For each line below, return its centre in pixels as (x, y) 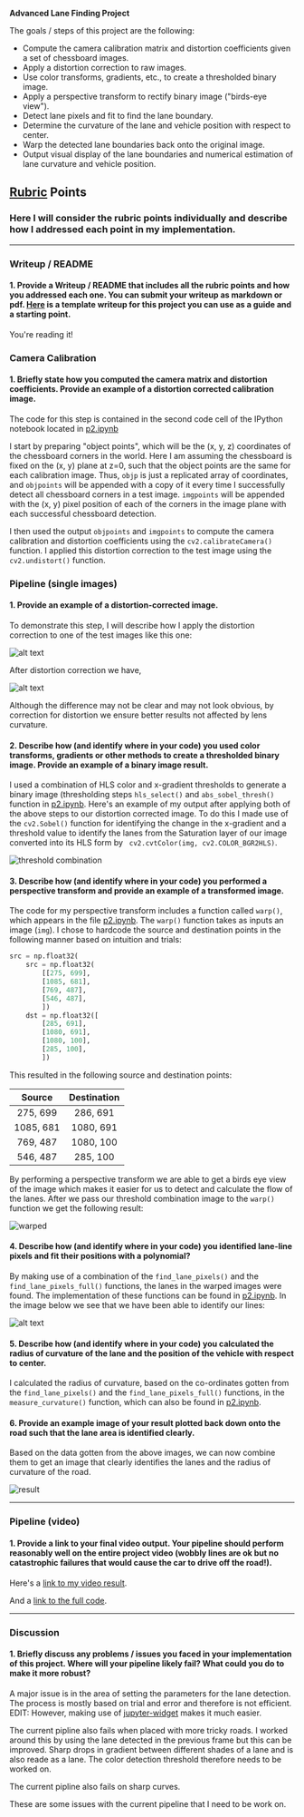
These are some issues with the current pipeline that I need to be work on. (148, 1803)
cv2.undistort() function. (57, 560)
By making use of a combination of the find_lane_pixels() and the (134, 1276)
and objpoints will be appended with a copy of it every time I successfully (147, 484)
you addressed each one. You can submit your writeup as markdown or (146, 295)
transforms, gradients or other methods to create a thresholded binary (145, 755)
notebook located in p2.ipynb (64, 428)
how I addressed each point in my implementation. (123, 230)
